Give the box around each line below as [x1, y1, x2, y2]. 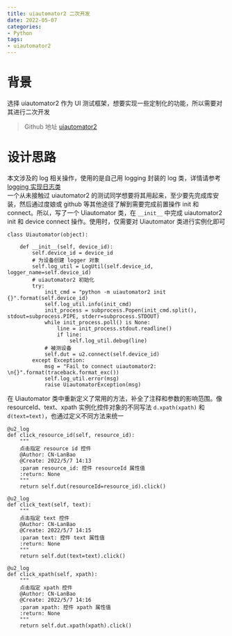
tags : [7, 36, 23, 43]
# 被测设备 [44, 344, 72, 351]
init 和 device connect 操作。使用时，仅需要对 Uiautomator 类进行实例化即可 [7, 217, 226, 225]
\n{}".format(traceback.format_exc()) [7, 369, 119, 376]
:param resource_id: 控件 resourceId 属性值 [19, 464, 146, 472]
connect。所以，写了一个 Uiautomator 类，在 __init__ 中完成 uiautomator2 [7, 208, 223, 216]
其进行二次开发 [7, 107, 50, 116]
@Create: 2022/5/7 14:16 [19, 596, 92, 603]
